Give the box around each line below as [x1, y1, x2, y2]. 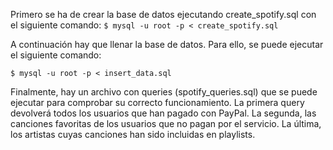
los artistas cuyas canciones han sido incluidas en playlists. [10, 129, 256, 140]
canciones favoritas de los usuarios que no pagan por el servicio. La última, [10, 118, 322, 129]
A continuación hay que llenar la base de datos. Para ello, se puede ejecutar [10, 39, 324, 50]
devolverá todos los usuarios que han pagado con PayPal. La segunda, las [10, 107, 317, 119]
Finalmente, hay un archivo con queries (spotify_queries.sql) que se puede [10, 86, 318, 98]
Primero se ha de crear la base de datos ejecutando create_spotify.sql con [10, 9, 317, 20]
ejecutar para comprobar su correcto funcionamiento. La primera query [10, 97, 305, 108]
